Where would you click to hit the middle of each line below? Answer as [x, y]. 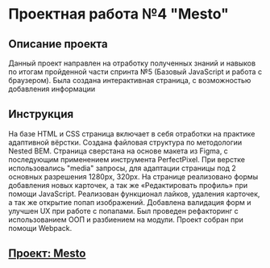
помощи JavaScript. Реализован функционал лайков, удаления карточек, [134, 194]
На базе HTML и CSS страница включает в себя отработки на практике [132, 133]
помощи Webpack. [40, 228]
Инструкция [41, 114]
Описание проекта [58, 44]
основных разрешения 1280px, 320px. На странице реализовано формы [133, 176]
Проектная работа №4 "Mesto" [119, 14]
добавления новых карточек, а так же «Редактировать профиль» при [128, 185]
